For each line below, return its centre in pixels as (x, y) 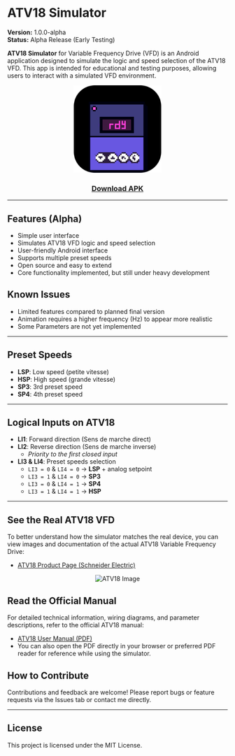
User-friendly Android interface (63, 250)
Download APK (117, 188)
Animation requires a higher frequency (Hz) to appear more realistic (115, 319)
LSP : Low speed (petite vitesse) (63, 371)
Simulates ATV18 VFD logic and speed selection (86, 243)
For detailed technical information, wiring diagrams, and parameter (104, 618)
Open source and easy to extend (64, 265)
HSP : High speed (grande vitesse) (66, 379)
